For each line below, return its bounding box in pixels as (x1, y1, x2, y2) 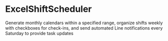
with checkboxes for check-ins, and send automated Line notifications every (5, 25, 163, 31)
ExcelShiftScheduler (5, 3, 92, 15)
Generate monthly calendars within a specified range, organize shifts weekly (5, 20, 163, 26)
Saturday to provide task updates (5, 30, 74, 36)
